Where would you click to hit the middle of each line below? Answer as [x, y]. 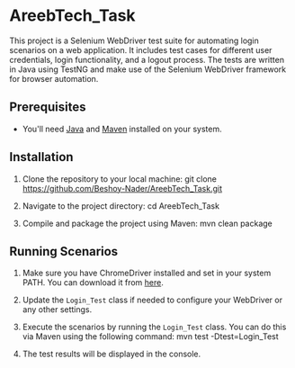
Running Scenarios [64, 251]
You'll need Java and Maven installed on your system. [122, 129]
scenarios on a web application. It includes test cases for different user [141, 49]
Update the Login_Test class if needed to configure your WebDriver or [152, 300]
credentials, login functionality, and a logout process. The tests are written [147, 59]
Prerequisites [48, 108]
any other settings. [57, 310]
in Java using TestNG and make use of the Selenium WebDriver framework [147, 69]
